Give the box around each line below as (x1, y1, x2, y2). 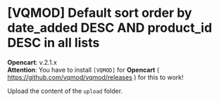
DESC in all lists (7, 35, 100, 51)
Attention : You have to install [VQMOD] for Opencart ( (7, 65, 160, 74)
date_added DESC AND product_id (7, 20, 213, 36)
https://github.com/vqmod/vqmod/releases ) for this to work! (7, 72, 184, 82)
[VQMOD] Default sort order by (7, 5, 192, 21)
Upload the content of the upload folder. (7, 87, 123, 95)
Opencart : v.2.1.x (7, 58, 58, 66)
